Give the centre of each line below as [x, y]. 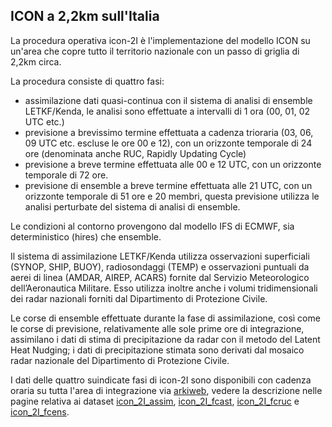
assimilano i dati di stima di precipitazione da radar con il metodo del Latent [165, 339]
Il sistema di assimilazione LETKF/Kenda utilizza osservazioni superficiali [160, 256]
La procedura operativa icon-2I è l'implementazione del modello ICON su [160, 40]
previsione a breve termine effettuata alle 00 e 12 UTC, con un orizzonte [173, 164]
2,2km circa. [36, 61]
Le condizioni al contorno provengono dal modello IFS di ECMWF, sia [152, 226]
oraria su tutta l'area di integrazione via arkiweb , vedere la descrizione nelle [166, 390]
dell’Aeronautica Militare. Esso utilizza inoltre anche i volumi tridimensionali [164, 288]
